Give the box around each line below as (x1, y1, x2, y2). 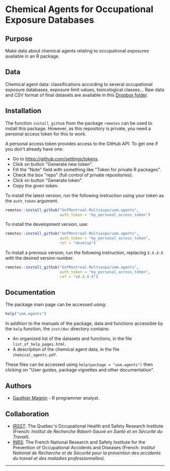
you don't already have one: (5, 146, 64, 152)
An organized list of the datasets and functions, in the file (12, 336, 132, 342)
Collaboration (5, 409, 49, 418)
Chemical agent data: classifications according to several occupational (5, 81, 153, 87)
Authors (5, 382, 32, 390)
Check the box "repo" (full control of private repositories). (12, 172, 133, 178)
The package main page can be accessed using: (5, 302, 107, 308)
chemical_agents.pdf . (12, 352, 57, 358)
